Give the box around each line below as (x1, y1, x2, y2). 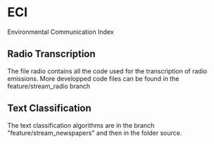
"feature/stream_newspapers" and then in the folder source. (7, 128, 182, 137)
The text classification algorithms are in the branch (7, 121, 155, 129)
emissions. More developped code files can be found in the (7, 74, 180, 83)
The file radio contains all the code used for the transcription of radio (7, 66, 208, 75)
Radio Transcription (7, 48, 96, 60)
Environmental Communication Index (7, 28, 114, 36)
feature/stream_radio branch (7, 82, 91, 90)
